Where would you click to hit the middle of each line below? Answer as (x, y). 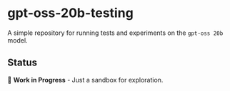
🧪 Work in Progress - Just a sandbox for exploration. (85, 80)
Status (22, 63)
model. (17, 40)
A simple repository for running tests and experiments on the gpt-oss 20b (115, 33)
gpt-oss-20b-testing (70, 13)
